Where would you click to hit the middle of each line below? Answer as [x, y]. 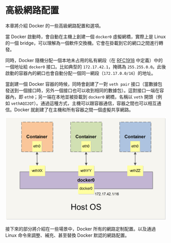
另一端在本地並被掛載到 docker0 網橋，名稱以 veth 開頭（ [98, 97]
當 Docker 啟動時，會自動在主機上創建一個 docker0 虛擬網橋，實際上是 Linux [86, 36]
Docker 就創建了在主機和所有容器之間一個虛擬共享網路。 [74, 109]
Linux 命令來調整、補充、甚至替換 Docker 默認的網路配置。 [67, 235]
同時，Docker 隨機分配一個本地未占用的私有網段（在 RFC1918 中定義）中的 [84, 60]
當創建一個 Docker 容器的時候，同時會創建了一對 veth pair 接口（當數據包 [84, 84]
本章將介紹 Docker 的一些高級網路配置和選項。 [54, 26]
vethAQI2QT [22, 104]
